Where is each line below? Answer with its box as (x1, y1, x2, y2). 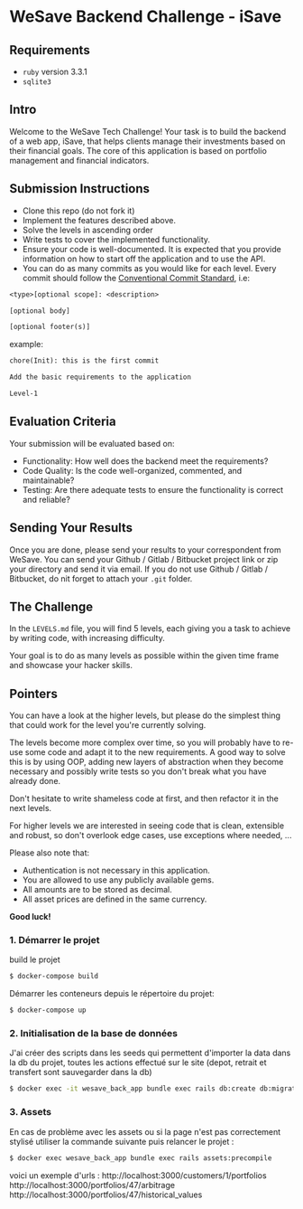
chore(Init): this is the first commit (9, 356, 160, 365)
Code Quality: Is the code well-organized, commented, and (22, 465, 243, 476)
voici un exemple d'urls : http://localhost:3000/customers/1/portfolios (9, 1169, 268, 1181)
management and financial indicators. (9, 155, 150, 165)
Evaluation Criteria (9, 414, 116, 430)
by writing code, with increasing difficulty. (9, 633, 165, 644)
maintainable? (22, 475, 75, 486)
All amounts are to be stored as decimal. (22, 884, 173, 895)
